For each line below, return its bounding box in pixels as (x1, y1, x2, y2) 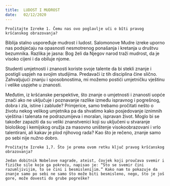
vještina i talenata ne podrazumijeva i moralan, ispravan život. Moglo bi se (5, 113, 160, 119)
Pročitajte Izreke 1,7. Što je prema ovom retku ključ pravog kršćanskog (5, 144, 165, 150)
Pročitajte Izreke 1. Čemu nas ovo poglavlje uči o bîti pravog (5, 26, 144, 31)
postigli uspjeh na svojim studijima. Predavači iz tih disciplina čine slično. (5, 71, 157, 77)
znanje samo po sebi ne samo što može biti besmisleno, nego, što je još (5, 171, 165, 176)
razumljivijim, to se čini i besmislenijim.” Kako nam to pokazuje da (5, 167, 158, 172)
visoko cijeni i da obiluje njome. (5, 55, 71, 61)
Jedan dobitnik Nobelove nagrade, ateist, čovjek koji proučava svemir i (5, 158, 165, 163)
